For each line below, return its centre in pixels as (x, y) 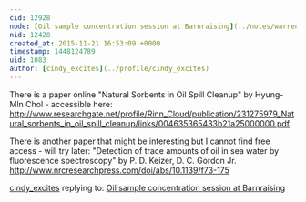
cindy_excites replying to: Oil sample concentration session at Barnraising (148, 187)
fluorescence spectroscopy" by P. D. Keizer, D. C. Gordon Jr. (123, 160)
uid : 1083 (28, 60)
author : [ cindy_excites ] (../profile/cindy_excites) (109, 69)
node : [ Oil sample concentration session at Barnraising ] (122, 26)
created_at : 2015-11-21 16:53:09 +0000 (85, 43)
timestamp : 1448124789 (52, 52)
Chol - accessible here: (69, 104)
